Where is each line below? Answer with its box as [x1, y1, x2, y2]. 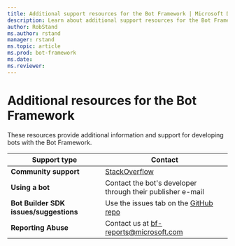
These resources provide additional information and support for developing [7, 130, 224, 139]
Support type [31, 155, 78, 165]
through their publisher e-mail [104, 186, 204, 196]
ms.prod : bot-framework [7, 50, 77, 57]
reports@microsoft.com [104, 227, 183, 237]
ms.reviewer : [7, 62, 45, 69]
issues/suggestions [10, 207, 78, 217]
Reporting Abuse [10, 222, 69, 232]
